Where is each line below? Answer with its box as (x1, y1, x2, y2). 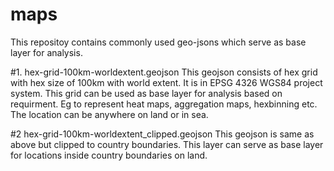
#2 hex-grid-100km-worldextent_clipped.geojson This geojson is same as (10, 128, 315, 140)
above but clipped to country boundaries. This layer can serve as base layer (10, 138, 324, 150)
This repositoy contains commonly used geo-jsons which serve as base (10, 36, 307, 48)
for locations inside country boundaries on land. (10, 149, 208, 161)
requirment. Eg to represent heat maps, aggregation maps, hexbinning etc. (10, 98, 318, 110)
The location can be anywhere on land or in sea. (10, 108, 209, 120)
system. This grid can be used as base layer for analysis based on (10, 87, 283, 99)
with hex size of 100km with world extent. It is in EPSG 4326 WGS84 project (10, 76, 323, 88)
